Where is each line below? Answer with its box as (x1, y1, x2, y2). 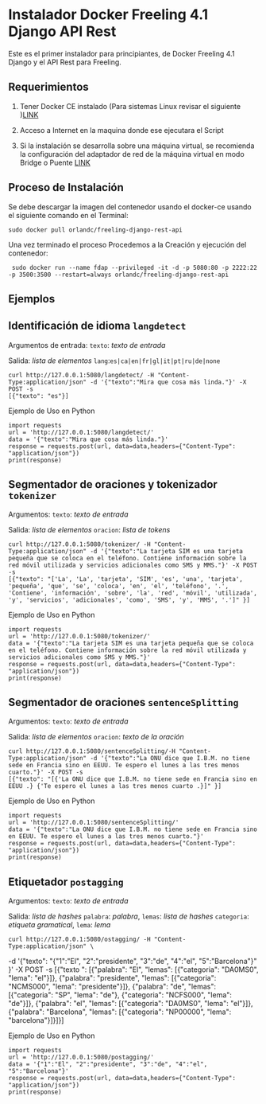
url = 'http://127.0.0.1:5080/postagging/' (8, 1053, 155, 1062)
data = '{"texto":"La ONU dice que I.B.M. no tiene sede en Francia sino (8, 825, 258, 833)
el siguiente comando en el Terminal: (8, 210, 129, 220)
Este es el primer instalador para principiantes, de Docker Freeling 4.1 (8, 49, 235, 58)
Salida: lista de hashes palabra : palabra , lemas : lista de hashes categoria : (8, 911, 250, 921)
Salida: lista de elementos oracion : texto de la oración (8, 732, 184, 742)
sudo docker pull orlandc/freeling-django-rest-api (8, 225, 183, 234)
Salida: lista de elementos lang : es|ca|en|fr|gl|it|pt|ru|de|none (8, 356, 221, 365)
